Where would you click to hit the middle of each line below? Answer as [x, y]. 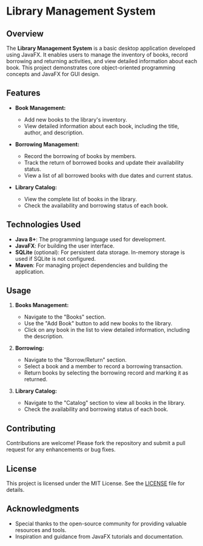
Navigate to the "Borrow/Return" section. [75, 360]
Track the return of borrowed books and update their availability [104, 162]
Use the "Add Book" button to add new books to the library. [98, 323]
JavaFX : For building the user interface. [65, 246]
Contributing [31, 428]
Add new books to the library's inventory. [75, 119]
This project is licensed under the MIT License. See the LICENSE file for [96, 483]
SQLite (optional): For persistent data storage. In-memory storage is [100, 252]
